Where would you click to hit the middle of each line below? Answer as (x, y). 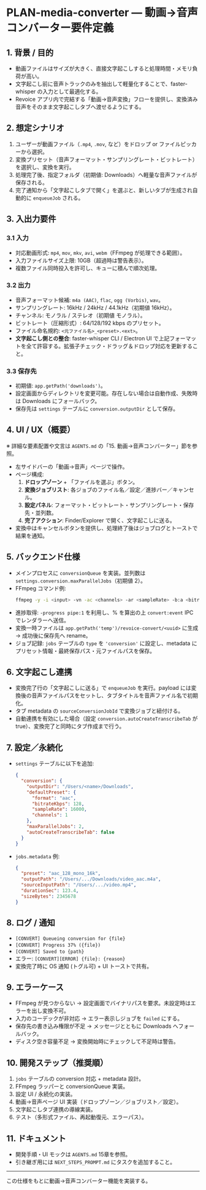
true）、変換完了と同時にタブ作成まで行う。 (70, 726)
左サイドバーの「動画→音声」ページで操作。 (71, 466)
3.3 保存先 (21, 371)
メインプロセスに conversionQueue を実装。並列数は (80, 573)
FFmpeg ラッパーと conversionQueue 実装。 (72, 1086)
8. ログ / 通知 (31, 923)
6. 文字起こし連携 (39, 672)
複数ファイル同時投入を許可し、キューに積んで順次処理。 (88, 268)
